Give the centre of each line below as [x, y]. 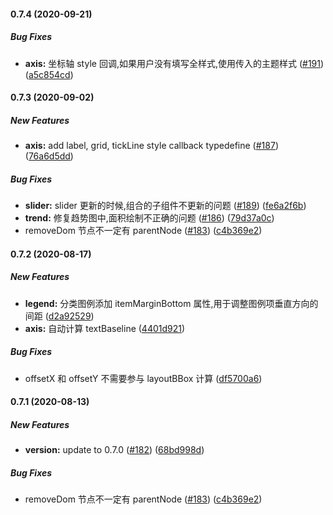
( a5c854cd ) [49, 74]
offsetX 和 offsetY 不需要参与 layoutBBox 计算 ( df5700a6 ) [143, 378]
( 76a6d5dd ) [49, 156]
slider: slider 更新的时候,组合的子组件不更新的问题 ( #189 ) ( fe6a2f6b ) [165, 206]
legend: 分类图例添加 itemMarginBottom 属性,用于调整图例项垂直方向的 [171, 303]
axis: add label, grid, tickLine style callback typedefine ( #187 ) [151, 146]
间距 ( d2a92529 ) [59, 316]
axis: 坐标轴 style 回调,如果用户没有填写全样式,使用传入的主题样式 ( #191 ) [174, 63]
